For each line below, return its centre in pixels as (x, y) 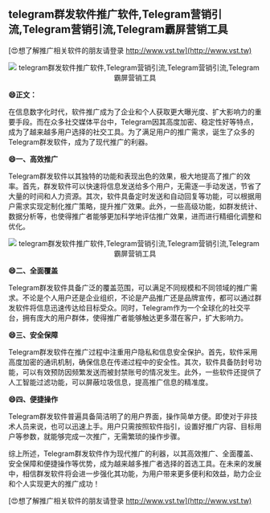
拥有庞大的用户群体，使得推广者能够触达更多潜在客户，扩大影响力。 (135, 318)
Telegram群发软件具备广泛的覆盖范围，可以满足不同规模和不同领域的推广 (129, 287)
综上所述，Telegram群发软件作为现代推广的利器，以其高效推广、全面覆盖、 (133, 453)
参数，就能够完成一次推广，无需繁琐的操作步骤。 (103, 436)
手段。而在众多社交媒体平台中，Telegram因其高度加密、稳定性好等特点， (136, 121)
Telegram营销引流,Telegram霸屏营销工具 (125, 29)
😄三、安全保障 (33, 334)
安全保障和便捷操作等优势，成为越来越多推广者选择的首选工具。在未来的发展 (135, 463)
